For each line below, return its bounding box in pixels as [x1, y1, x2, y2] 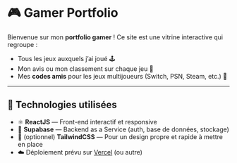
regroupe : [7, 40, 38, 48]
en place [17, 140, 44, 148]
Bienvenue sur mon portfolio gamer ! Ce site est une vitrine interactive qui [7, 32, 224, 41]
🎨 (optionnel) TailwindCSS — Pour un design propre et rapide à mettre [17, 132, 224, 141]
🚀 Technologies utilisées [7, 99, 118, 111]
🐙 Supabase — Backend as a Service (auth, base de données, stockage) [17, 125, 229, 133]
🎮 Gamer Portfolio [7, 5, 119, 21]
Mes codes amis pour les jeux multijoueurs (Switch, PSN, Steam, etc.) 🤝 [17, 72, 228, 80]
